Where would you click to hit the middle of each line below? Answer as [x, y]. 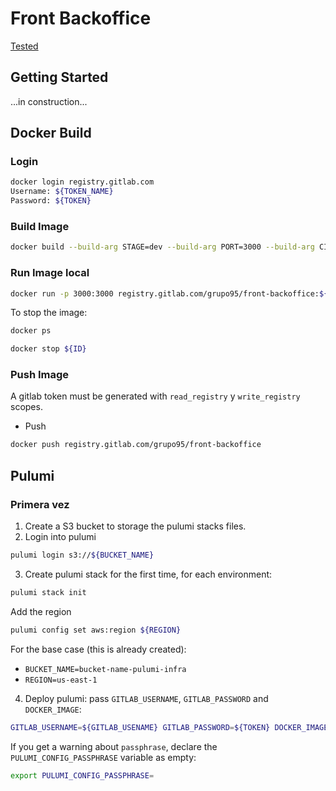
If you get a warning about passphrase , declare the [114, 746]
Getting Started [59, 77]
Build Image [40, 226]
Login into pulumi [60, 537]
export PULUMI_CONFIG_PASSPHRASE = [82, 775]
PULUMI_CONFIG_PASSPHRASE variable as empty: [103, 757]
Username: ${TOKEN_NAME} [62, 192]
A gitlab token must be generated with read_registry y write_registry [155, 396]
